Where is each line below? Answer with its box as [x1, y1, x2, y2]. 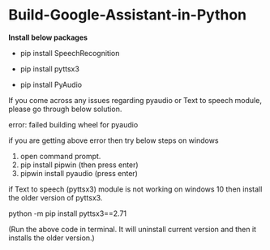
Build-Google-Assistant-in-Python [8, 6, 247, 24]
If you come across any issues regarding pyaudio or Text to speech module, [8, 95, 262, 105]
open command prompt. [19, 151, 101, 161]
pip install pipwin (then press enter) [19, 160, 139, 170]
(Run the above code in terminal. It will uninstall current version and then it [8, 224, 257, 234]
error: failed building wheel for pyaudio [8, 119, 139, 129]
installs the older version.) [8, 233, 95, 243]
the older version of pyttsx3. [8, 192, 103, 202]
